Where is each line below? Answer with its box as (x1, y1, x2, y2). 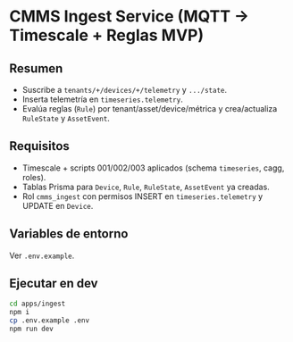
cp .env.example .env (9, 316, 90, 325)
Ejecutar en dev (9, 276, 98, 291)
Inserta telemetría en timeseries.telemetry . (21, 94, 183, 104)
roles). (21, 171, 46, 182)
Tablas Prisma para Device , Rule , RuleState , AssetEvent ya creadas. (21, 181, 270, 192)
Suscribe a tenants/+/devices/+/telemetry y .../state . (21, 85, 228, 95)
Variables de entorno (9, 226, 129, 242)
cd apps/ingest (9, 299, 66, 309)
